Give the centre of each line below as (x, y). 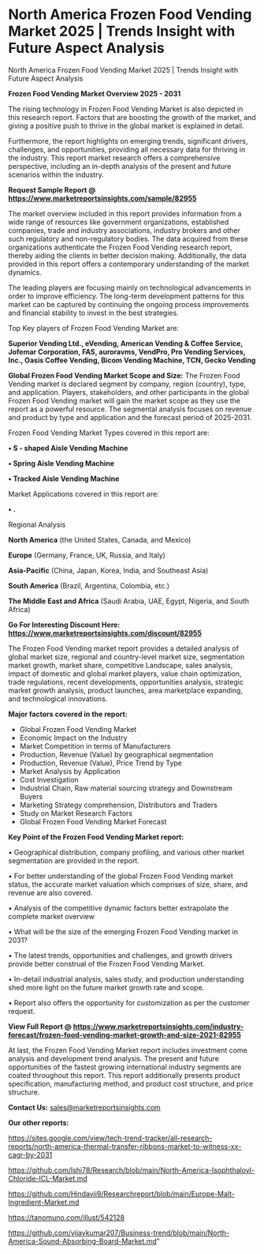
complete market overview (51, 916)
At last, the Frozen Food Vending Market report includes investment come (128, 1050)
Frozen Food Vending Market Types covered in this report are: (109, 433)
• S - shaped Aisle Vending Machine (68, 448)
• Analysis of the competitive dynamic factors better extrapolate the (119, 908)
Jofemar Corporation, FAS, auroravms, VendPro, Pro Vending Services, (127, 351)
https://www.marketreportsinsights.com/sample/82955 (102, 198)
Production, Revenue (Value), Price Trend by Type (101, 763)
